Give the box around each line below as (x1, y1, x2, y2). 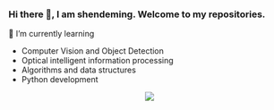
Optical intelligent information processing (21, 55, 174, 66)
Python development (21, 74, 99, 85)
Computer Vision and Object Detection (21, 46, 165, 56)
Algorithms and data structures (21, 64, 136, 75)
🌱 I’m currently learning (8, 29, 95, 39)
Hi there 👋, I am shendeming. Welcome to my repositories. (8, 8, 266, 21)
